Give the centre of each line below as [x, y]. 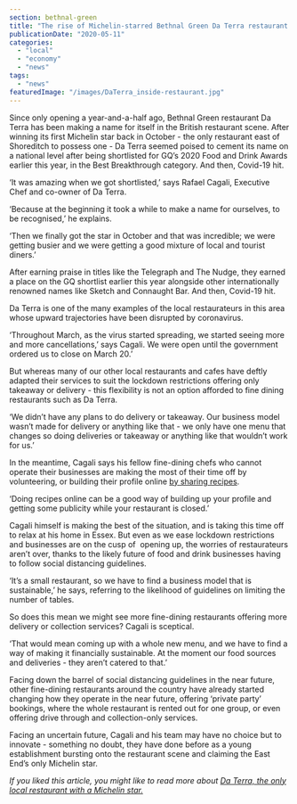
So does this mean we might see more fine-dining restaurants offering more [148, 617]
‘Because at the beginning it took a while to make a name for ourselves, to [144, 209]
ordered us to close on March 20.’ [71, 354]
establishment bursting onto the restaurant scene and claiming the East [140, 753]
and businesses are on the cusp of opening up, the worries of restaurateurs [149, 544]
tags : [19, 76]
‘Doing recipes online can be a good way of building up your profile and [140, 498]
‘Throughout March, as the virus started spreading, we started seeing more [147, 334]
